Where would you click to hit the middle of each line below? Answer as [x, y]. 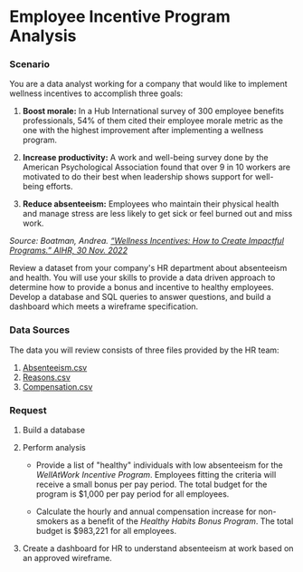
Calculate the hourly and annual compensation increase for [146, 512]
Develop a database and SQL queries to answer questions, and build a [140, 297]
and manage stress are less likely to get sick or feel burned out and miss [157, 214]
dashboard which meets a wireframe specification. [104, 306]
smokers [52, 521]
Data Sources [40, 330]
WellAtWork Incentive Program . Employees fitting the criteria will [156, 475]
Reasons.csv [46, 377]
